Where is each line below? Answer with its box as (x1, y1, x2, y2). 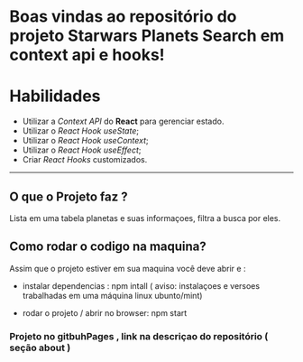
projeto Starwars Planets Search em (9, 25, 285, 46)
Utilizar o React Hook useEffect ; (22, 144, 142, 155)
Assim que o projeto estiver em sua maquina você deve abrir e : (9, 263, 246, 274)
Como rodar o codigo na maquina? (9, 239, 207, 255)
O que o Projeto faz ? (9, 189, 128, 204)
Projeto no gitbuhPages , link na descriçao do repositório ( (9, 330, 269, 342)
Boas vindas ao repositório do (9, 6, 237, 27)
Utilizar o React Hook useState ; (22, 125, 140, 136)
